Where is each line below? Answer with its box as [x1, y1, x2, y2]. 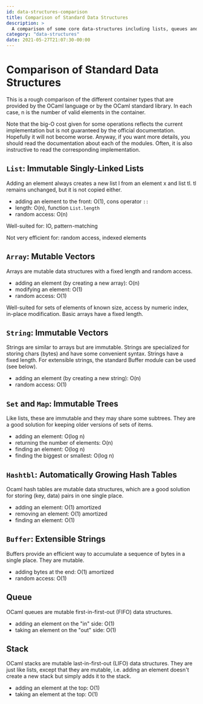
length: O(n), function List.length [14, 204, 100, 212]
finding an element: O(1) [14, 517, 76, 523]
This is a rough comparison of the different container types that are [6, 95, 174, 103]
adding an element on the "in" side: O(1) [14, 620, 115, 627]
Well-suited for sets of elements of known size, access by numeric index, [6, 303, 189, 311]
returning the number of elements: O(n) [14, 439, 114, 447]
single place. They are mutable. [6, 557, 85, 564]
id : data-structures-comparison [6, 8, 88, 15]
